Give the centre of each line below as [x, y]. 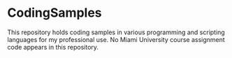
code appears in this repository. [53, 47]
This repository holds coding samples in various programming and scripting [116, 32]
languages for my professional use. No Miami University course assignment [116, 39]
